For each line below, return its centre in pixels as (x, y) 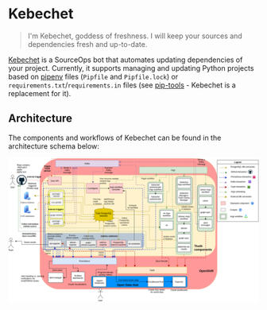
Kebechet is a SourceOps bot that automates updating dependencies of (126, 60)
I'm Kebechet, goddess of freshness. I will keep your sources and (135, 36)
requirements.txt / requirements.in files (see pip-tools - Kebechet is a (122, 85)
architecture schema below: (54, 146)
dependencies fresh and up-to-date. (87, 44)
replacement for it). (40, 93)
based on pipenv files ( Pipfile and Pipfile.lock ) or (93, 76)
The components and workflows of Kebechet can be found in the (115, 138)
